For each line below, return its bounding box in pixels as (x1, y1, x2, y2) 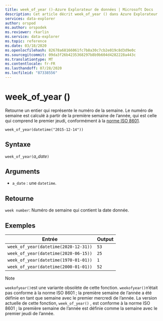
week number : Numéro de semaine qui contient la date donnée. (5, 207, 129, 213)
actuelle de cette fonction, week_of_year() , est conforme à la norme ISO (5, 300, 150, 306)
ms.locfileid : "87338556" (5, 71, 57, 75)
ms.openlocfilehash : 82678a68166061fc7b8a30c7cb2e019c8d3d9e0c (5, 48, 136, 53)
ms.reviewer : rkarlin (5, 30, 49, 35)
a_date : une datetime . (12, 180, 57, 186)
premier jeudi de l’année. (5, 311, 55, 317)
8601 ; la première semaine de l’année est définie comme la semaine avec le (5, 305, 158, 311)
